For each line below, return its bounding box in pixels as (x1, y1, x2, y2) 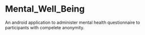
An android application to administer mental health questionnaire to (5, 19, 140, 25)
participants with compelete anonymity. (5, 24, 84, 30)
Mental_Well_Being (5, 3, 85, 15)
